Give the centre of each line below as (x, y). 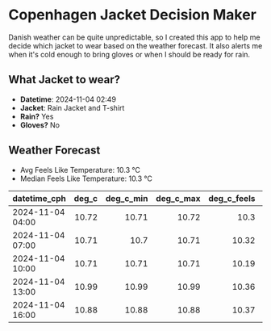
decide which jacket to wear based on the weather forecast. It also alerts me (135, 45)
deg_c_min (127, 198)
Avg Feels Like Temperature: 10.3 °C (80, 170)
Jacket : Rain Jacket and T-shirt (72, 107)
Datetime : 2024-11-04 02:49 (68, 99)
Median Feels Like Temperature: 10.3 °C (86, 178)
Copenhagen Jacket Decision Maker (132, 15)
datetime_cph (40, 198)
